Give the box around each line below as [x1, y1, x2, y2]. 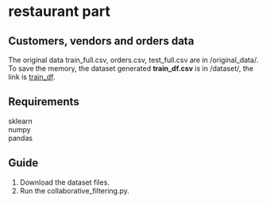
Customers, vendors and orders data [8, 34, 195, 48]
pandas [8, 133, 33, 142]
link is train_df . [8, 72, 56, 81]
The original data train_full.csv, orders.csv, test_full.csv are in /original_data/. [8, 55, 259, 64]
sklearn [8, 116, 33, 126]
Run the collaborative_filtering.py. [19, 185, 129, 195]
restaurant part [8, 2, 111, 21]
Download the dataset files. [19, 178, 110, 187]
